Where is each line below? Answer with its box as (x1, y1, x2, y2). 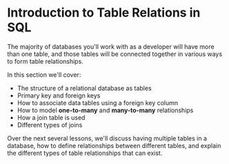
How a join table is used (17, 113, 86, 122)
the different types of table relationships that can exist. (7, 149, 163, 157)
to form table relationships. (7, 57, 84, 65)
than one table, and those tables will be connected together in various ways (7, 50, 223, 58)
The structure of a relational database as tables (17, 84, 152, 92)
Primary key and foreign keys (17, 91, 101, 100)
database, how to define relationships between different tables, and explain (7, 141, 221, 149)
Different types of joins (17, 120, 83, 129)
